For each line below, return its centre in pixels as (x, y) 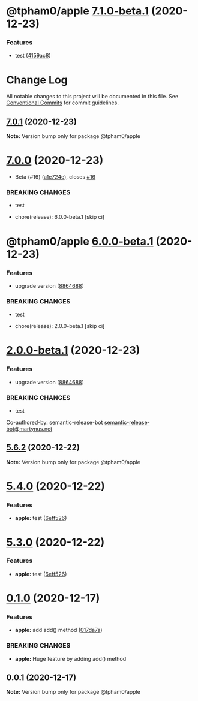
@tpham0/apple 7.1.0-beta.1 (77, 11)
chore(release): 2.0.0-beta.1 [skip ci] (60, 326)
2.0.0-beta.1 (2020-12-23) (73, 350)
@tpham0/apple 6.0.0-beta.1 (80, 241)
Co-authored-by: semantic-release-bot (55, 422)
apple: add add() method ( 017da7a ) (59, 630)
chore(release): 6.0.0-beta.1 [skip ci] (60, 217)
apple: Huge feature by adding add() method (70, 658)
